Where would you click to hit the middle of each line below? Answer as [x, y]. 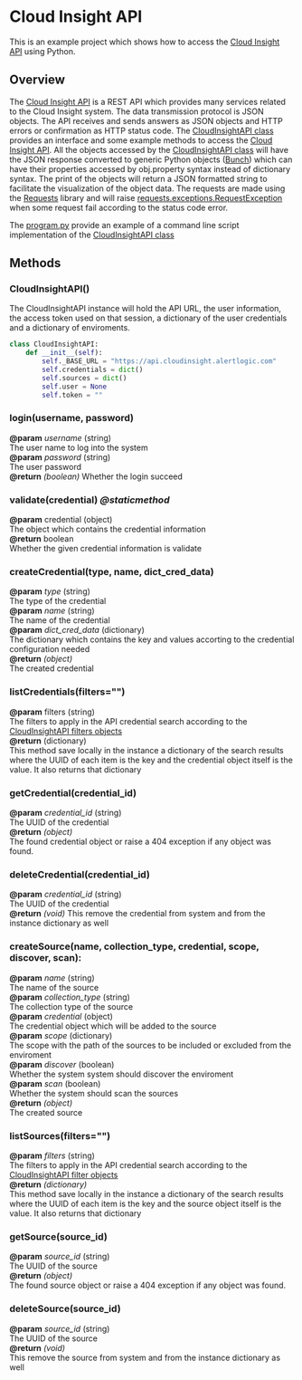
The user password [46, 466]
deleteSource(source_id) [65, 1308]
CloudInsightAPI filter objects [64, 1174]
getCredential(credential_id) [73, 792]
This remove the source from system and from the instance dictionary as [145, 1357]
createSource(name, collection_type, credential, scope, [134, 946]
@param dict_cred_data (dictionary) [77, 630]
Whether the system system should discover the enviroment [122, 1074]
